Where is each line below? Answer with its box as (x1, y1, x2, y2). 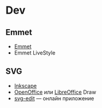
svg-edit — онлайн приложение (14, 94, 94, 101)
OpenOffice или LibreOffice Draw (14, 88, 96, 96)
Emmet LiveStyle (14, 49, 56, 56)
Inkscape (14, 82, 37, 89)
